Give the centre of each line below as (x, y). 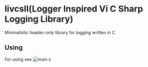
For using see (18, 59)
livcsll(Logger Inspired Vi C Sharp (74, 9)
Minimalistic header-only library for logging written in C (60, 32)
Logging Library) (39, 19)
